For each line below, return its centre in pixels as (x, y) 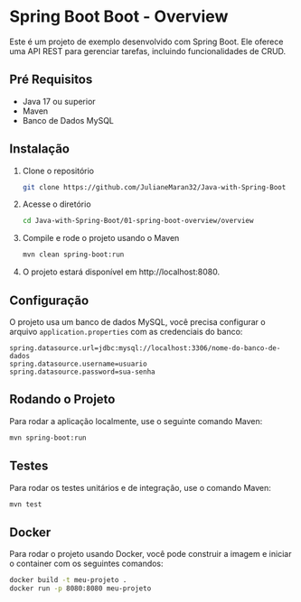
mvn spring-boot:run (48, 438)
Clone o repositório (58, 171)
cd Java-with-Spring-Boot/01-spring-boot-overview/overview (138, 221)
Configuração (49, 300)
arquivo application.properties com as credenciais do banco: (126, 332)
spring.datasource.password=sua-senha (82, 372)
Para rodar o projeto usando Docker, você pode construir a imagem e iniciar (150, 554)
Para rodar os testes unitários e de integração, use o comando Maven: (140, 487)
